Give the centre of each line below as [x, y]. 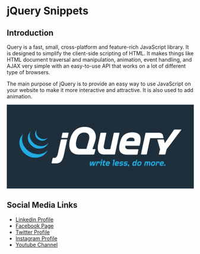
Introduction [30, 33]
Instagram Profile [36, 238]
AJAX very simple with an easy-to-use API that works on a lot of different [96, 66]
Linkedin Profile [34, 219]
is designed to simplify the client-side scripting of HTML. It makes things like [100, 53]
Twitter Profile [32, 232]
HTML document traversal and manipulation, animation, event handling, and [99, 60]
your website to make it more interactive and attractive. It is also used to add [100, 90]
